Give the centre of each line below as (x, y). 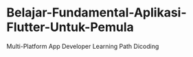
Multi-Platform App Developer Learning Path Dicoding (83, 46)
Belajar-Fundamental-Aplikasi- (96, 13)
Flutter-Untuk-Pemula (70, 27)
